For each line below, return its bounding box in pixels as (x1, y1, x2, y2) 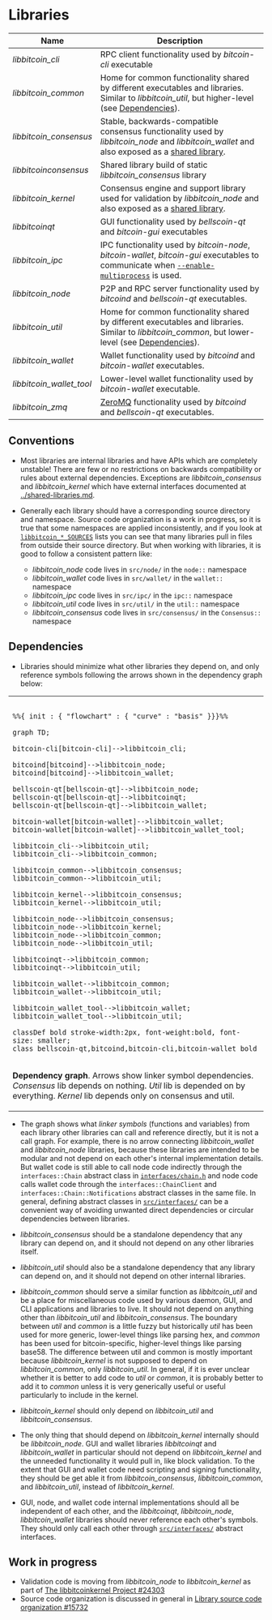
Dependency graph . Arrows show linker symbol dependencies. (12, 1069, 254, 1081)
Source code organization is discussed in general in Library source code (19, 1594, 262, 1604)
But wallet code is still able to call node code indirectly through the (19, 1162, 243, 1172)
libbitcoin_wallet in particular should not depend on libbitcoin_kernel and (19, 1447, 261, 1457)
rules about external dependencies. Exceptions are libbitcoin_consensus (19, 473, 261, 482)
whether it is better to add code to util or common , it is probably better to (19, 1373, 264, 1382)
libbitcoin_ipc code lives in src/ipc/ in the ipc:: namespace (32, 590, 233, 600)
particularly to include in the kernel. (19, 1390, 139, 1399)
